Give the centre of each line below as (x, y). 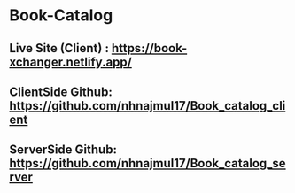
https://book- (149, 48)
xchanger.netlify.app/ (71, 62)
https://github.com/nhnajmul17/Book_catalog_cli (147, 106)
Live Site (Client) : (59, 48)
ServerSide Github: (63, 150)
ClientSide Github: (61, 92)
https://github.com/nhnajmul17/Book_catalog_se (147, 163)
